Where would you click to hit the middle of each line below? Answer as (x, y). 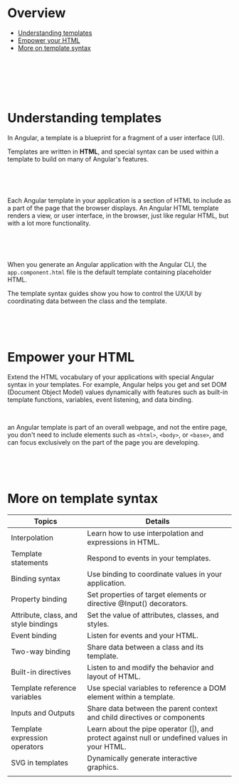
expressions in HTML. (123, 542)
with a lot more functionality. (49, 223)
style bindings (34, 624)
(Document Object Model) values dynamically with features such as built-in (118, 392)
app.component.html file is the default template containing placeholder (110, 272)
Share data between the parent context (153, 708)
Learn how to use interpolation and (145, 533)
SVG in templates (40, 763)
